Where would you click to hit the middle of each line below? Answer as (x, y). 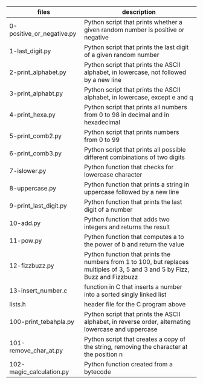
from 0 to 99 (102, 140)
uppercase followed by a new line (132, 192)
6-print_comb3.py (36, 153)
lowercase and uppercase (121, 329)
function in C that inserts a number (133, 287)
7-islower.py (28, 171)
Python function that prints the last (133, 202)
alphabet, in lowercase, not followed (135, 72)
